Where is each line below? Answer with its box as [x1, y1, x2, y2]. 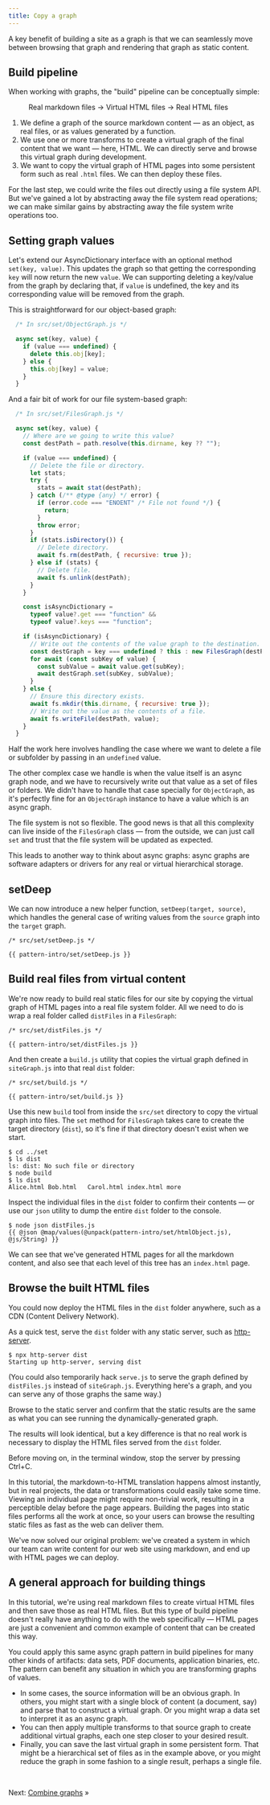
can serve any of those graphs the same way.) [8, 1389, 162, 1399]
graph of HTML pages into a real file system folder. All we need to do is [8, 1002, 243, 1011]
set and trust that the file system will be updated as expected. [8, 835, 214, 845]
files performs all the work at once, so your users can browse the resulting [8, 1511, 256, 1520]
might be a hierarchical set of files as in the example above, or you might [19, 1748, 261, 1758]
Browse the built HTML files [8, 1282, 150, 1295]
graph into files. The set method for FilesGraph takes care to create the [8, 1115, 245, 1125]
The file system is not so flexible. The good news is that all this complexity [8, 818, 255, 828]
